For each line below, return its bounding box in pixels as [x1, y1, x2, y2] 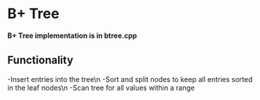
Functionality [7, 54, 74, 67]
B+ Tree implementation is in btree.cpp [7, 31, 137, 40]
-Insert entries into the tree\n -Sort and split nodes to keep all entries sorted [7, 74, 253, 83]
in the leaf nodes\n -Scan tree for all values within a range [7, 83, 196, 92]
